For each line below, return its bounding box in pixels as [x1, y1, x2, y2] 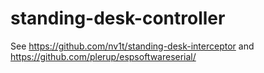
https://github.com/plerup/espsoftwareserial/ [10, 50, 197, 62]
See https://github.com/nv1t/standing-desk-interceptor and [10, 40, 255, 52]
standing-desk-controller [10, 7, 226, 30]
